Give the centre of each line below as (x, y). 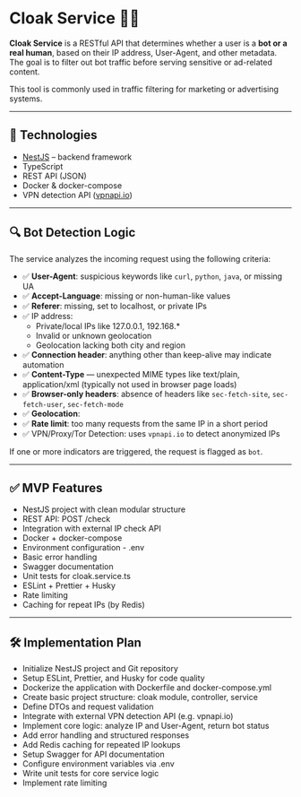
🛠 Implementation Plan (75, 642)
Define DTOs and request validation (88, 706)
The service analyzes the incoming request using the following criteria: (140, 258)
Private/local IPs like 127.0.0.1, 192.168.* (108, 325)
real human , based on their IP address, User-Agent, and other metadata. (143, 52)
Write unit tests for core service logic (90, 774)
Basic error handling (60, 557)
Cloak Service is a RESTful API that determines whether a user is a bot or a (149, 43)
